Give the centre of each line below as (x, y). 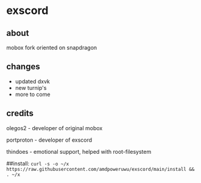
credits (20, 113)
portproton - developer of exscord (49, 140)
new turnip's (31, 88)
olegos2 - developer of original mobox (55, 128)
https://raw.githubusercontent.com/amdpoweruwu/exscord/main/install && (100, 169)
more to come (33, 94)
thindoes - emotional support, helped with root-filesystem (79, 151)
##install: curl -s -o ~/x (38, 163)
